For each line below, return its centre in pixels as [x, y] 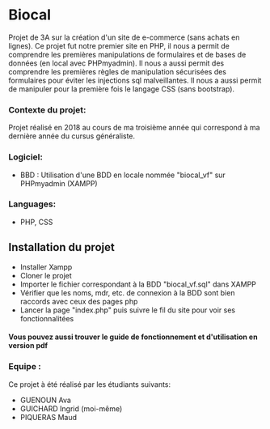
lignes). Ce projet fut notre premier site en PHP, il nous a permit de [119, 45]
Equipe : [25, 367]
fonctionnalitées [47, 318]
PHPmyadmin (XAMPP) [59, 183]
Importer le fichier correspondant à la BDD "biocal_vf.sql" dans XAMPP [138, 284]
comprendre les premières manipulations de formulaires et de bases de [127, 54]
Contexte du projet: [47, 109]
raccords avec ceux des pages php [79, 301]
